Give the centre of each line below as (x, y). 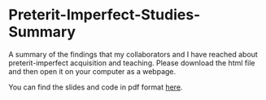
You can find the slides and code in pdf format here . (96, 87)
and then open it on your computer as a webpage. (92, 71)
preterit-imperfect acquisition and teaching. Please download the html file (132, 63)
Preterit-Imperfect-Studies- (105, 15)
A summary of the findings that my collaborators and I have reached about (133, 54)
